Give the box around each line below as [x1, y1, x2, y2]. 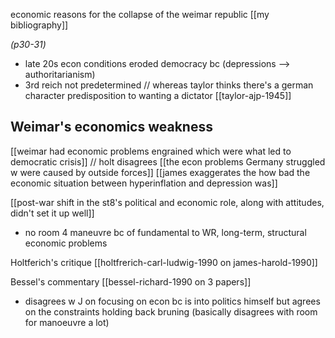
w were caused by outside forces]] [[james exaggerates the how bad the [10, 166, 311, 178]
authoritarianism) [24, 69, 96, 80]
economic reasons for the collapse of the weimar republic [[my [10, 9, 270, 20]
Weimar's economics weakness [10, 119, 213, 136]
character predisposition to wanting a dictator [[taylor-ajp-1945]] [24, 90, 292, 101]
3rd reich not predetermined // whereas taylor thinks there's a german [24, 79, 314, 91]
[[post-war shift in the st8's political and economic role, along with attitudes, [10, 196, 325, 208]
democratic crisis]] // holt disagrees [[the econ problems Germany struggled [10, 155, 326, 168]
